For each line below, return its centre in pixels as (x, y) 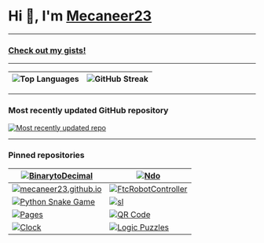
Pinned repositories (46, 155)
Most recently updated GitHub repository (88, 111)
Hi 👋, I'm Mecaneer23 (80, 16)
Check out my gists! (47, 50)
